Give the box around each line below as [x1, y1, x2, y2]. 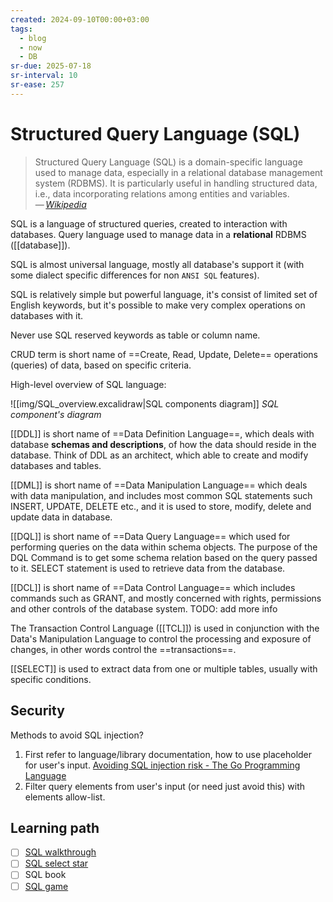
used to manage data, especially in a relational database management [34, 166, 323, 178]
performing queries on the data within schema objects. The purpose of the [10, 541, 318, 553]
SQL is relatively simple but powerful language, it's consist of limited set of [10, 288, 318, 300]
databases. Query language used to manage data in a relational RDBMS [10, 228, 307, 240]
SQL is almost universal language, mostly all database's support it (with [10, 258, 305, 270]
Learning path [10, 819, 100, 836]
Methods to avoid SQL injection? [10, 729, 144, 741]
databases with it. [10, 309, 84, 321]
